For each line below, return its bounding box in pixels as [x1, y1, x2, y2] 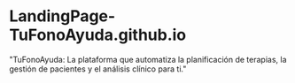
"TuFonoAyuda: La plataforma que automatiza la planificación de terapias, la [9, 54, 287, 64]
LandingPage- [9, 6, 116, 26]
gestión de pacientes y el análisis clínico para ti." [9, 64, 187, 74]
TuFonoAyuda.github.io [9, 25, 187, 45]
